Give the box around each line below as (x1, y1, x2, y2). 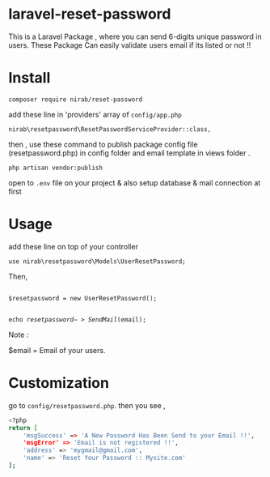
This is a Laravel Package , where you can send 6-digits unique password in (8, 32, 262, 41)
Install (8, 69, 51, 87)
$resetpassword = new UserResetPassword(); (8, 294, 158, 302)
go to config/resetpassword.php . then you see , (8, 400, 166, 410)
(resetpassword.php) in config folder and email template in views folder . (8, 147, 251, 158)
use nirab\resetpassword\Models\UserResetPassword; (8, 257, 186, 266)
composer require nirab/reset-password (8, 95, 143, 104)
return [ (8, 424, 38, 432)
